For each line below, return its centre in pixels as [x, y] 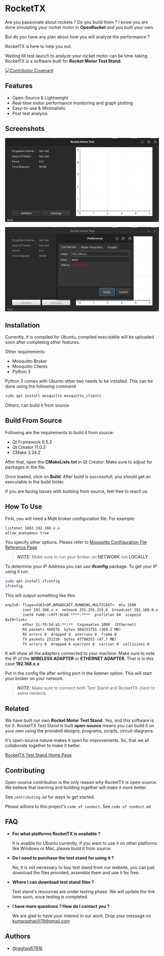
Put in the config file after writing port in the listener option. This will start [79, 673]
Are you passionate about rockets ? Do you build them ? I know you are [76, 22]
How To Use [24, 507]
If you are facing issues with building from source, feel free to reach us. [77, 491]
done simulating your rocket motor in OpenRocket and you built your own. [80, 27]
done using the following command [41, 386]
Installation [22, 325]
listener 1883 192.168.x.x [32, 528]
